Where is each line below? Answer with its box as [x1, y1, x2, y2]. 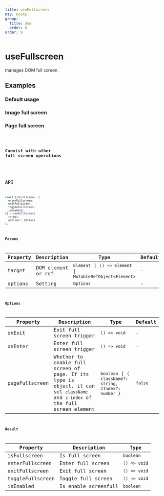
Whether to [53, 354, 83, 360]
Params [5, 236, 19, 241]
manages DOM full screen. [5, 67, 59, 73]
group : [5, 16, 19, 21]
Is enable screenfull [59, 483, 119, 490]
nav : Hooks [5, 12, 27, 17]
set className [53, 389, 88, 395]
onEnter [7, 343, 28, 350]
